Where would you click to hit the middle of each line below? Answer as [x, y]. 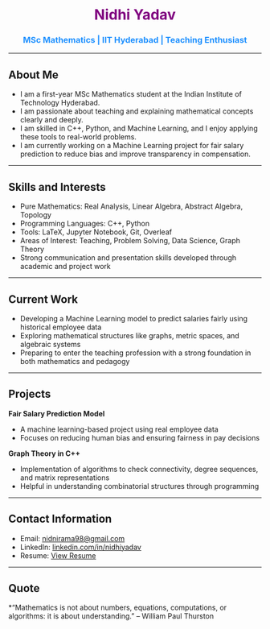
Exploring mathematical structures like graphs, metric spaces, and [129, 335]
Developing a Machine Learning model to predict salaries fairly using [133, 318]
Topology [36, 215]
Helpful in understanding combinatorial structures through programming [139, 486]
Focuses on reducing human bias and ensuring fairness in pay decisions [139, 437]
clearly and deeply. [51, 120]
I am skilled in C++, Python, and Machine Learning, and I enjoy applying [139, 128]
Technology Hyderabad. [60, 103]
